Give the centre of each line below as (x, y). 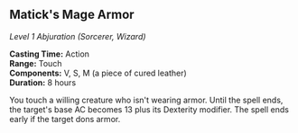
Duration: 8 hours (43, 82)
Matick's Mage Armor (72, 15)
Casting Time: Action (50, 54)
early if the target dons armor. (65, 119)
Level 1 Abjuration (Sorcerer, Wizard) (78, 36)
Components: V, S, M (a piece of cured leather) (98, 73)
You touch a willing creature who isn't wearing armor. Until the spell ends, (146, 100)
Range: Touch (36, 63)
